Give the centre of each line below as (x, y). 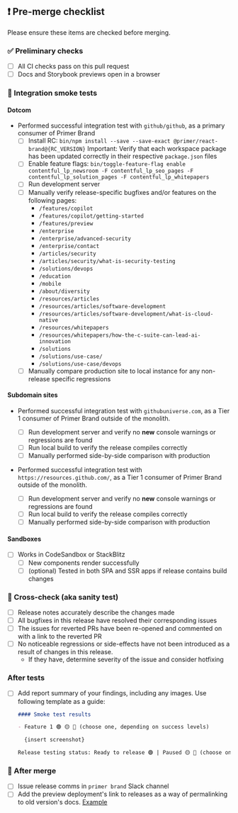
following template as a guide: (61, 701)
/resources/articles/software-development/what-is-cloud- (126, 314)
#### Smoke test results (54, 714)
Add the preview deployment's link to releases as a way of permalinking (123, 794)
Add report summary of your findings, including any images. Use (112, 693)
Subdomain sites (33, 395)
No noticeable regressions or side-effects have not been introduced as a (124, 644)
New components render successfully (84, 563)
